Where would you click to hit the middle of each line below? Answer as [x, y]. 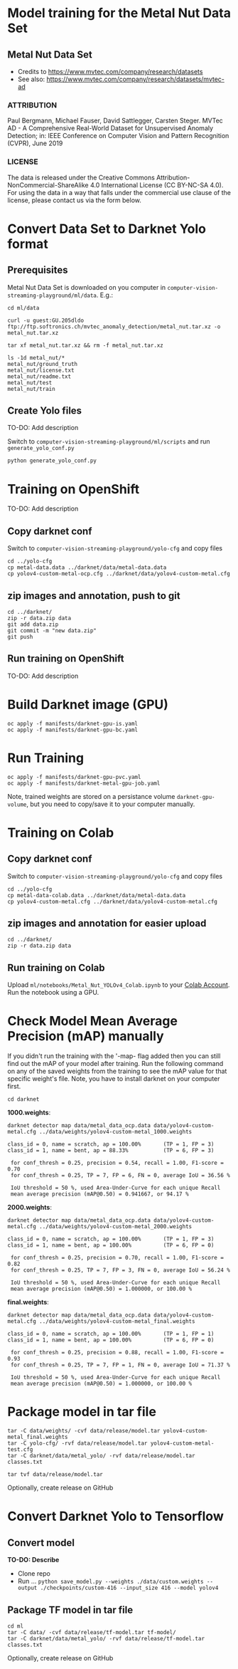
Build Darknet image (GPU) [88, 705]
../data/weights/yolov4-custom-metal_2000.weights [115, 1227]
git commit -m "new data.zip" [52, 631]
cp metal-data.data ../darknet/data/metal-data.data [87, 567]
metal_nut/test [30, 382]
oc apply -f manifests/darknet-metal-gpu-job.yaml [84, 783]
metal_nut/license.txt [41, 370]
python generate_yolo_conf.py [52, 461]
